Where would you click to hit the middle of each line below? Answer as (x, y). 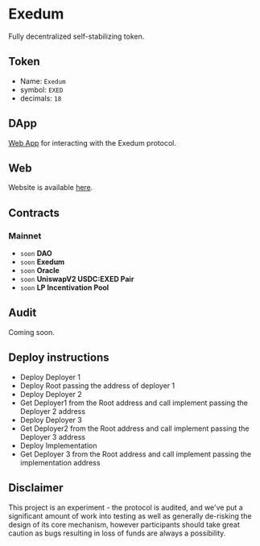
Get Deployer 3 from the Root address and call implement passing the (136, 454)
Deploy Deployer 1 (50, 377)
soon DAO (36, 254)
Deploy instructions (59, 358)
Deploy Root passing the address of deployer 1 (97, 385)
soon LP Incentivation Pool (64, 287)
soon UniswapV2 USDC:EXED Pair (77, 279)
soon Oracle (40, 271)
